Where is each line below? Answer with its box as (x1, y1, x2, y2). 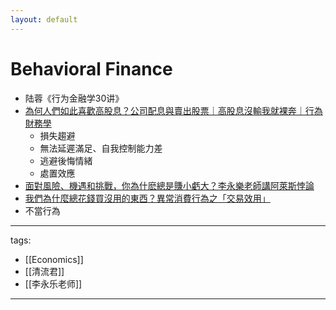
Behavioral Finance (10, 57, 173, 80)
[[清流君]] (24, 265, 65, 277)
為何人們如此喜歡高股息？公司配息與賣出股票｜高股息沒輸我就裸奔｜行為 (24, 104, 323, 116)
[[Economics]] (24, 253, 84, 265)
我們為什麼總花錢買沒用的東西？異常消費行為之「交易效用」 (24, 192, 271, 204)
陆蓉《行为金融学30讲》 (24, 92, 125, 104)
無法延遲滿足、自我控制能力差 (39, 142, 163, 154)
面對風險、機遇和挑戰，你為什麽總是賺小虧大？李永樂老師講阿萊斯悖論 (24, 179, 315, 191)
